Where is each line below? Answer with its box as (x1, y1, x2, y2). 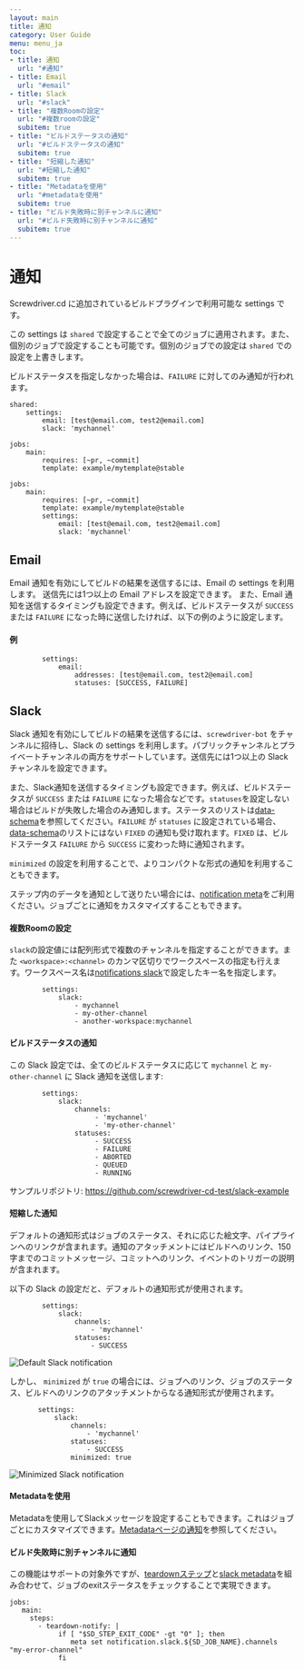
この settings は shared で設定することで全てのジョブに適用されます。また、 (9, 329, 295, 340)
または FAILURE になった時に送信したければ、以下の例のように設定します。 (9, 611, 289, 622)
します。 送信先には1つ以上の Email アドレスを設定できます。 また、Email (9, 589, 283, 600)
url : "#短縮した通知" (17, 165, 91, 174)
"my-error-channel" (9, 1645, 83, 1655)
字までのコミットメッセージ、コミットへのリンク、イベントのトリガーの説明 (9, 1252, 295, 1263)
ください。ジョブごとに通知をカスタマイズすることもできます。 (9, 900, 247, 911)
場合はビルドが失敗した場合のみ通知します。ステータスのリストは (9, 805, 256, 816)
